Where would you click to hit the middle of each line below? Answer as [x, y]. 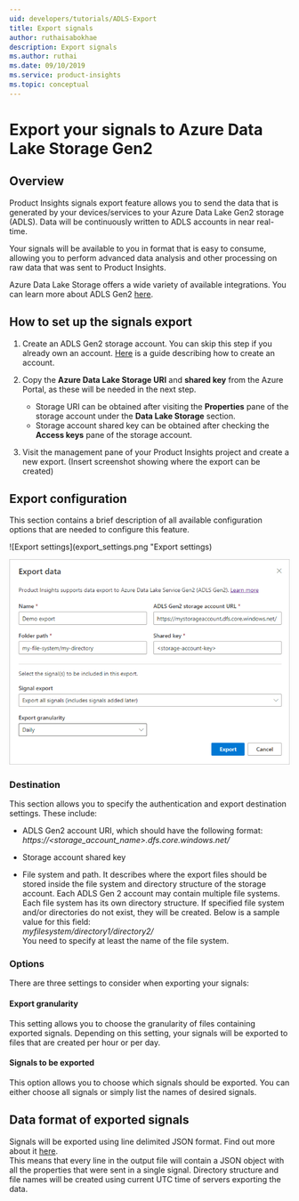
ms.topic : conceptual [49, 85]
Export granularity [44, 1003]
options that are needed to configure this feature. [99, 530]
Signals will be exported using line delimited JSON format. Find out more [142, 1141]
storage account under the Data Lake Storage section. [135, 416]
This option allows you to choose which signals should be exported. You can [149, 1083]
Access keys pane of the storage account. [114, 434]
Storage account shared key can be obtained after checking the [152, 425]
